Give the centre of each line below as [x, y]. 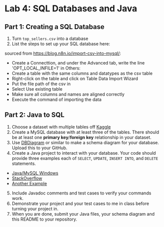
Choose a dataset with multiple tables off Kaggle [61, 127]
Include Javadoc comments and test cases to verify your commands [82, 193]
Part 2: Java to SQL [35, 115]
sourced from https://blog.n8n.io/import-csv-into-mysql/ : [63, 53]
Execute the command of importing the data [57, 99]
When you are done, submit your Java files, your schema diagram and [83, 214]
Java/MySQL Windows [35, 173]
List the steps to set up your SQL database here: [61, 44]
